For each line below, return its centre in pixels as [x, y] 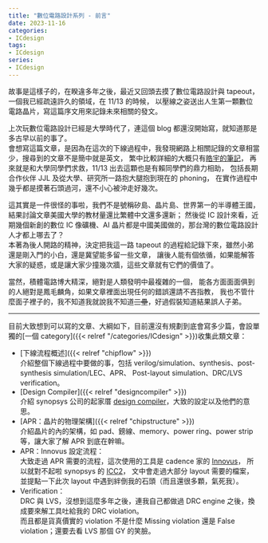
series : [21, 61]
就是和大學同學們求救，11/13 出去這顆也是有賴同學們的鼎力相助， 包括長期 [136, 167]
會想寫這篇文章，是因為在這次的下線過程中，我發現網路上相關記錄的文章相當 [134, 148]
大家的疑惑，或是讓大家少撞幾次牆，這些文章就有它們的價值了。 [113, 265]
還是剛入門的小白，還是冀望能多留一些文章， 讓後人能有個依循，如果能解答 [132, 254]
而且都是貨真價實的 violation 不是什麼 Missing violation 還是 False [127, 521]
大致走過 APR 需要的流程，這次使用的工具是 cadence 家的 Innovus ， [132, 461]
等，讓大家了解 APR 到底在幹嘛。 [74, 441]
